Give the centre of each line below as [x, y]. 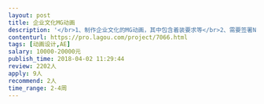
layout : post [29, 15]
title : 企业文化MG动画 [42, 23]
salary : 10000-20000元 [44, 52]
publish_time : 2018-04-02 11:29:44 [66, 59]
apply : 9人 [26, 74]
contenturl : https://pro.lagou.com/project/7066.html [98, 37]
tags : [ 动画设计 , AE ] [39, 45]
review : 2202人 [32, 66]
